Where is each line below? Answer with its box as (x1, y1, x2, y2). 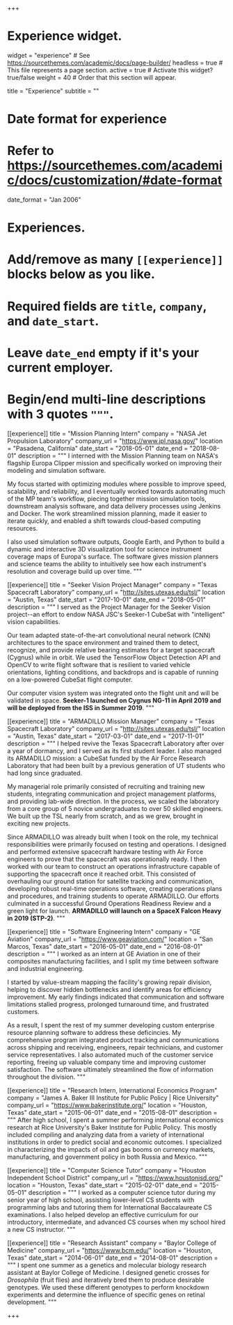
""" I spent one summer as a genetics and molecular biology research (7, 1260, 207, 1269)
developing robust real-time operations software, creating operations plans (7, 884, 223, 892)
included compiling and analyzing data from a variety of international (7, 1130, 204, 1139)
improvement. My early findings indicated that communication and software (7, 993, 225, 1001)
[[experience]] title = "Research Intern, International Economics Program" (7, 1086, 218, 1094)
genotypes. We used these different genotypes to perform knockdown (7, 1283, 209, 1291)
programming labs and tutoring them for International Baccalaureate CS (7, 1203, 212, 1211)
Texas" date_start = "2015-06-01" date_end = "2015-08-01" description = (7, 1108, 218, 1116)
